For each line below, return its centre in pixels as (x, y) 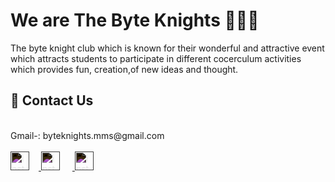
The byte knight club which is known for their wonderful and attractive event (167, 48)
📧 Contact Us (52, 100)
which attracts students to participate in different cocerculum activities (156, 58)
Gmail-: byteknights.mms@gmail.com (87, 135)
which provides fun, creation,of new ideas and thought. (124, 69)
